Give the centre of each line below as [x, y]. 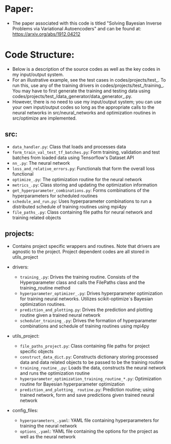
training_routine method [45, 287]
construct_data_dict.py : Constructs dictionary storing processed [89, 357]
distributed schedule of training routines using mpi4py [69, 206]
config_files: [25, 410]
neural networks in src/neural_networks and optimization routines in [84, 112]
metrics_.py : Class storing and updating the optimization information [85, 185]
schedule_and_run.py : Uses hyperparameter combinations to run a [82, 201]
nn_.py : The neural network [41, 163]
